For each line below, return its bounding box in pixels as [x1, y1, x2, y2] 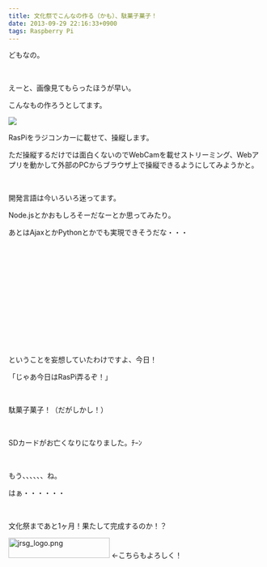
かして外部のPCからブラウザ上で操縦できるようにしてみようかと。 [36, 160, 259, 170]
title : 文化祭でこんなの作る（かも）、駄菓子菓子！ [8, 11, 158, 20]
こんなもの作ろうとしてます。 [8, 101, 107, 110]
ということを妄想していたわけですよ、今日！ [8, 354, 158, 365]
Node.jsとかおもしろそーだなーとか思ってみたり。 [8, 210, 176, 220]
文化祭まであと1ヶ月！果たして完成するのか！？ [8, 521, 167, 531]
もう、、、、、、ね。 [8, 471, 62, 481]
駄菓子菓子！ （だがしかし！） [8, 405, 108, 415]
